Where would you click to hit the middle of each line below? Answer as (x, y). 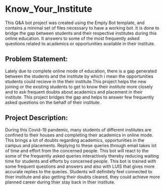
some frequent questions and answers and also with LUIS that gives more (80, 166)
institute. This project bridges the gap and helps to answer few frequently (80, 97)
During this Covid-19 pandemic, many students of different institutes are (78, 129)
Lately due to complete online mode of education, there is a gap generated (81, 71)
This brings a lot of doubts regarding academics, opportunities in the (75, 140)
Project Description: (36, 118)
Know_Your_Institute (49, 9)
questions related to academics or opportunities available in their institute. (80, 43)
